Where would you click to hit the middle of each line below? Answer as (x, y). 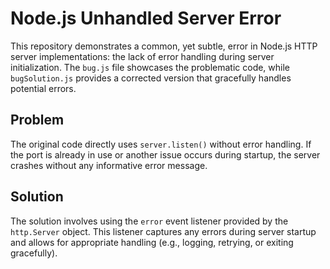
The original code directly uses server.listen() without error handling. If (161, 144)
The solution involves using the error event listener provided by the (149, 221)
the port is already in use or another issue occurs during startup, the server (165, 154)
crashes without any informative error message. (109, 165)
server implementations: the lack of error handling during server (142, 56)
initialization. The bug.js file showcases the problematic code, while (150, 67)
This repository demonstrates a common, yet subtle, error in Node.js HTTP (164, 46)
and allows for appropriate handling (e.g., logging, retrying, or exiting (152, 242)
